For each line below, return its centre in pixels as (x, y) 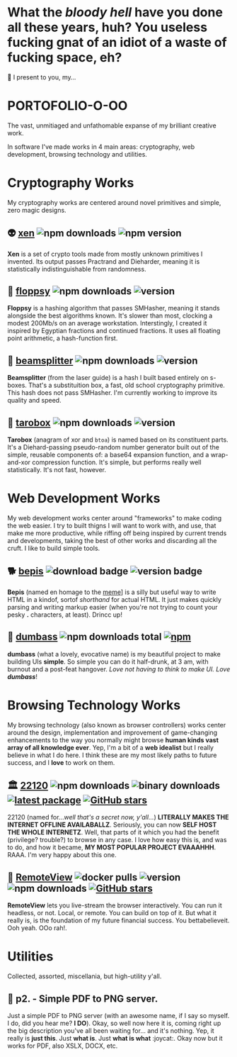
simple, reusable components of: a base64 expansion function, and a (108, 455)
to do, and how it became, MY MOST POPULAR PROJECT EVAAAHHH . (112, 847)
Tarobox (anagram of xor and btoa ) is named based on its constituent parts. (118, 440)
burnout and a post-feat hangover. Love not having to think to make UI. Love (119, 669)
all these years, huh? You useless (107, 27)
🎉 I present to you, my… (42, 77)
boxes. (17, 385)
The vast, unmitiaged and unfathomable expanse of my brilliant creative (112, 125)
